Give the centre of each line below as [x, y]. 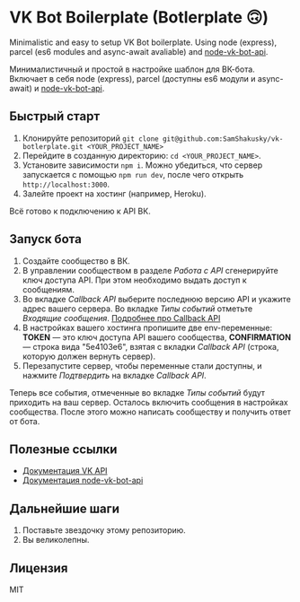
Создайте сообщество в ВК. [76, 261]
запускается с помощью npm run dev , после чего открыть [133, 174]
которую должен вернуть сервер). [89, 356]
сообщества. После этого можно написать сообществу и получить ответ [150, 412]
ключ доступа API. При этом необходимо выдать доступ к [134, 280]
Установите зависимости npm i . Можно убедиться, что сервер [142, 165]
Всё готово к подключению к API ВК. [80, 211]
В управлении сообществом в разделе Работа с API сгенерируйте [150, 270]
